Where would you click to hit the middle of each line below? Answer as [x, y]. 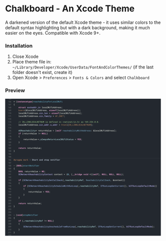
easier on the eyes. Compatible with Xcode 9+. [53, 33]
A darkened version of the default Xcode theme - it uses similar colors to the [83, 22]
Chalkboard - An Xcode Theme [70, 9]
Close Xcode [25, 57]
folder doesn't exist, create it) [42, 72]
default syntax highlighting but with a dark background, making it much [78, 27]
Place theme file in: [32, 62]
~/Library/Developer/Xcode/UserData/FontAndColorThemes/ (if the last [83, 67]
